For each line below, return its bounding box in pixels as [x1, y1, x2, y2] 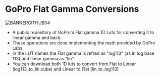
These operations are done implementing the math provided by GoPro [12, 39, 155, 45]
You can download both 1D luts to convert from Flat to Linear [12, 61, 136, 67]
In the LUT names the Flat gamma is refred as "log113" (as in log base [12, 50, 155, 56]
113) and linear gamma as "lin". [12, 55, 75, 61]
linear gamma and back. [12, 35, 62, 40]
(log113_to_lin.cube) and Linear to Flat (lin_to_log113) [12, 66, 119, 72]
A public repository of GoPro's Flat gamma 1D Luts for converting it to [12, 29, 155, 35]
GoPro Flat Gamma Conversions [5, 3, 140, 15]
